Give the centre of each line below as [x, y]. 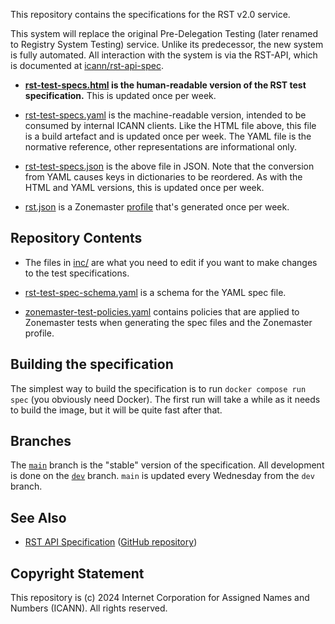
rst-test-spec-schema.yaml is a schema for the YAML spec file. [155, 292]
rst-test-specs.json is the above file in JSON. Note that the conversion [169, 166]
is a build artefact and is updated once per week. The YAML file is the [168, 136]
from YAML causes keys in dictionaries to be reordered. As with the [163, 177]
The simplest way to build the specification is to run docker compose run [158, 388]
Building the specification [92, 364]
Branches [41, 441]
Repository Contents [76, 238]
